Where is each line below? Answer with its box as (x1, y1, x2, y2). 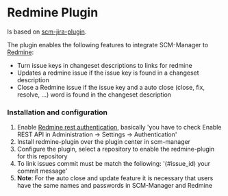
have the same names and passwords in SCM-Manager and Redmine (16, 182, 213, 190)
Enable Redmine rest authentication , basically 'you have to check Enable (16, 123, 222, 132)
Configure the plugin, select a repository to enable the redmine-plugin (16, 145, 215, 154)
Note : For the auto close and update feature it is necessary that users (16, 174, 214, 182)
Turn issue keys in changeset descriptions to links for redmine (16, 61, 193, 69)
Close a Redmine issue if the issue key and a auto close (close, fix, (16, 83, 205, 91)
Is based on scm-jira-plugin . (7, 27, 87, 36)
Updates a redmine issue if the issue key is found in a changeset (16, 69, 200, 77)
